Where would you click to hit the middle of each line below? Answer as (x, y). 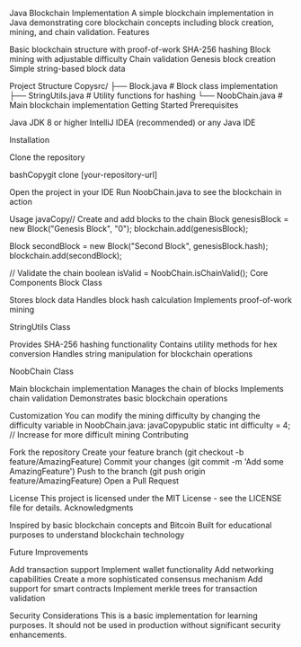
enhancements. (38, 634)
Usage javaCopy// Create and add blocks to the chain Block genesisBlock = (149, 219)
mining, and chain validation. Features (80, 32)
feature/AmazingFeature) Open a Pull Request (94, 481)
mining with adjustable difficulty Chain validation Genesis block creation (142, 59)
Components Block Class (56, 283)
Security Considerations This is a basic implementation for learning (133, 616)
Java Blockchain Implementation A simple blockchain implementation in (142, 13)
